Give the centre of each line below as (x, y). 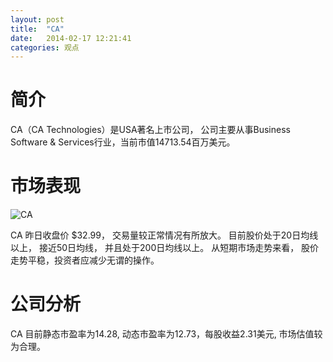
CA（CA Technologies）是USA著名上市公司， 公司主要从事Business (150, 130)
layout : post (37, 19)
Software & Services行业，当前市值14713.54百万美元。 (123, 142)
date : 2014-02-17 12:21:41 (71, 38)
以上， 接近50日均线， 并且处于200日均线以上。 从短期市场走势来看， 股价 (165, 248)
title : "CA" (37, 29)
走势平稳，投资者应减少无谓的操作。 (85, 260)
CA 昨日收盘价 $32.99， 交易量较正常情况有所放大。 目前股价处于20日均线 (164, 235)
